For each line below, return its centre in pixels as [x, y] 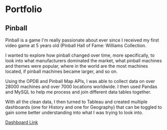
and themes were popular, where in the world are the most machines [77, 66]
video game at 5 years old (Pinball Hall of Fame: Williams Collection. [76, 46]
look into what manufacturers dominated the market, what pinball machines [84, 61]
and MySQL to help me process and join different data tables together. [78, 92]
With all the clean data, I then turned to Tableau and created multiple [76, 102]
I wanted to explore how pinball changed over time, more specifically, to [80, 55]
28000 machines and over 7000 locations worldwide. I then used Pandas [81, 86]
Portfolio [24, 9]
